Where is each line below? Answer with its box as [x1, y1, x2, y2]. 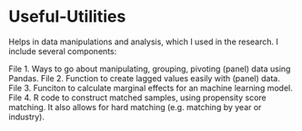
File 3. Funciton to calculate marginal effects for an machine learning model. [8, 82, 293, 93]
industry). [8, 111, 45, 122]
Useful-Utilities [8, 6, 126, 27]
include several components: [8, 45, 117, 56]
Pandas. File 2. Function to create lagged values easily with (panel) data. [8, 72, 281, 83]
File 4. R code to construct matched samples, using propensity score [8, 92, 267, 103]
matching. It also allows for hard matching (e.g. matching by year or [8, 101, 262, 112]
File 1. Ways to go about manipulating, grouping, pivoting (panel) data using [8, 63, 291, 74]
